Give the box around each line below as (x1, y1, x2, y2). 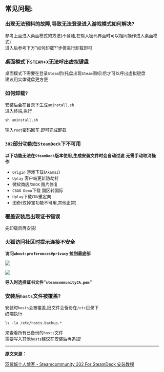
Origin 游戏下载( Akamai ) (12, 169, 60, 175)
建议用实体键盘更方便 (5, 76, 48, 82)
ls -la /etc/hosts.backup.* (5, 321, 62, 325)
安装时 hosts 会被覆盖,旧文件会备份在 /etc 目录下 (5, 305, 99, 311)
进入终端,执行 (5, 108, 33, 114)
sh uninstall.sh (5, 118, 38, 123)
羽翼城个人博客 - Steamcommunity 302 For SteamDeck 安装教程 (5, 361, 134, 367)
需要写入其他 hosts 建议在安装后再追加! (5, 336, 82, 342)
